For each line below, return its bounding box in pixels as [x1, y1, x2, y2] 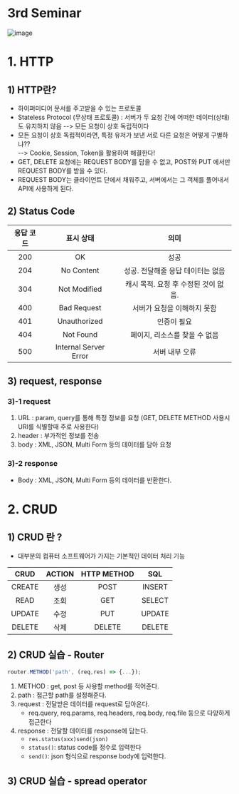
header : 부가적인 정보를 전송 [17, 432, 100, 440]
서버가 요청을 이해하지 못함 [132, 303, 217, 313]
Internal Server [55, 342, 105, 352]
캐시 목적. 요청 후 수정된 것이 [125, 279, 216, 289]
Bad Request [58, 302, 102, 312]
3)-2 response [7, 459, 58, 469]
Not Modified [58, 284, 102, 294]
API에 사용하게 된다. [17, 184, 74, 193]
